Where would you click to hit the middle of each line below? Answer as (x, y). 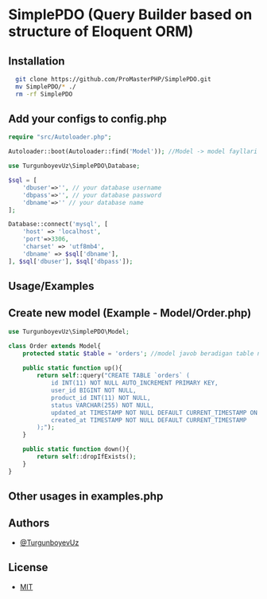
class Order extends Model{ (55, 346)
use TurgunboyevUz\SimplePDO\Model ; (69, 331)
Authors (29, 523)
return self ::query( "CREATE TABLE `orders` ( (114, 376)
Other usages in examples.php (86, 497)
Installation (37, 61)
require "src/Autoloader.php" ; (60, 137)
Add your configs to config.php (87, 119)
